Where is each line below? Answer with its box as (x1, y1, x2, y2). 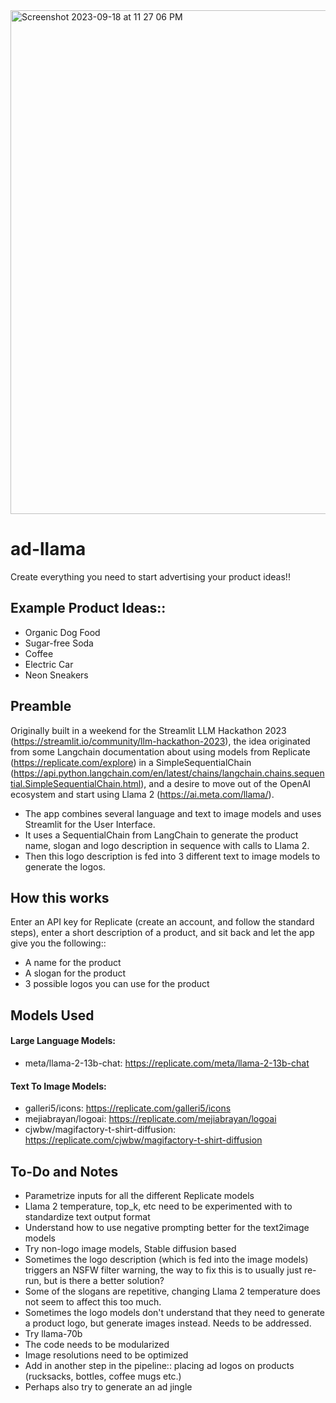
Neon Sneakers (24, 669, 89, 681)
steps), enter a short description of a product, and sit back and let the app (10, 927, 315, 939)
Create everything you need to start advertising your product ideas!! (10, 570, 291, 583)
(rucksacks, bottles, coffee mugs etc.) (24, 1370, 182, 1382)
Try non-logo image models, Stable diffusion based (24, 1242, 237, 1254)
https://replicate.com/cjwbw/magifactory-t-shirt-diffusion (24, 1134, 263, 1146)
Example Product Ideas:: (10, 600, 167, 617)
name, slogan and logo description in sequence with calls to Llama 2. (24, 839, 310, 851)
